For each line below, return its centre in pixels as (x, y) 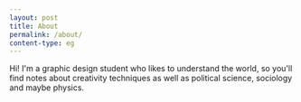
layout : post (34, 18)
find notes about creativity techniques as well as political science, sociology (151, 79)
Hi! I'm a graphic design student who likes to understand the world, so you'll (151, 69)
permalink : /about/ (46, 34)
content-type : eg (42, 43)
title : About (34, 26)
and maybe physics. (47, 88)
